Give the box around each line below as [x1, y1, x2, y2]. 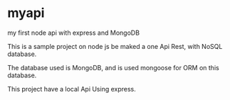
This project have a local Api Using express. [7, 84, 137, 93]
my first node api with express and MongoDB [7, 28, 140, 37]
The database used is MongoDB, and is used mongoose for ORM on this [7, 63, 219, 72]
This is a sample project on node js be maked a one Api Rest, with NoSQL [7, 42, 223, 50]
